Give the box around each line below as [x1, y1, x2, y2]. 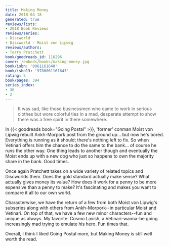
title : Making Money [5, 7, 49, 13]
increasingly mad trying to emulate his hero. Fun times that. [5, 221, 129, 227]
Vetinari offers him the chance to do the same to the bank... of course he [5, 142, 157, 149]
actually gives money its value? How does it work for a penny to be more [5, 179, 157, 185]
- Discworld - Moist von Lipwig [5, 40, 73, 45]
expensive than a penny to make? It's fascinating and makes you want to [5, 184, 157, 190]
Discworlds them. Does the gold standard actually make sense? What [5, 174, 150, 180]
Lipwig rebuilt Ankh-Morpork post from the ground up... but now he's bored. [5, 132, 164, 138]
